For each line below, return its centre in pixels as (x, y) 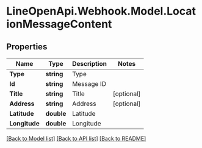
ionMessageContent (59, 24)
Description (89, 64)
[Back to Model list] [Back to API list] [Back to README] (76, 139)
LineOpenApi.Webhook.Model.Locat (101, 11)
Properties (27, 47)
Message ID (89, 84)
